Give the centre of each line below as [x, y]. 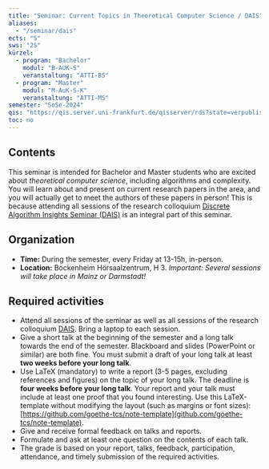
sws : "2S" [25, 46]
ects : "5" [25, 38]
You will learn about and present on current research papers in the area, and [134, 188]
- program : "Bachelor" [53, 61]
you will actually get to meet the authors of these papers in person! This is [130, 197]
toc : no [21, 120]
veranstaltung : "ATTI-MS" [66, 98]
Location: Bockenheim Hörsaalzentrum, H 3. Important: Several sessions [141, 267]
